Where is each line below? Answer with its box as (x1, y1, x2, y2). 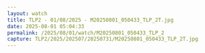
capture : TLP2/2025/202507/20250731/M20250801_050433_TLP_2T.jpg (7, 36, 198, 43)
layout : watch (7, 10, 48, 17)
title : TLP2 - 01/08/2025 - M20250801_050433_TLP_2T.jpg (7, 17, 174, 23)
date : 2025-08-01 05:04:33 (7, 23, 85, 30)
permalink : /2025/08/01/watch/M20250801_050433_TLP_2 (7, 29, 165, 36)
